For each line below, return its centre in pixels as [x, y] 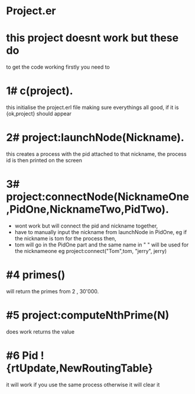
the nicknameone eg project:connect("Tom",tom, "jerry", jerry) [91, 251]
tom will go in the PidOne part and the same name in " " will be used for [102, 245]
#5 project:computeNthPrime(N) [88, 315]
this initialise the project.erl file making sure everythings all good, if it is [92, 107]
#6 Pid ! [25, 355]
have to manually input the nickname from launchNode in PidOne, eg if [101, 232]
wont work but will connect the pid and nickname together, [86, 226]
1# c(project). [40, 91]
